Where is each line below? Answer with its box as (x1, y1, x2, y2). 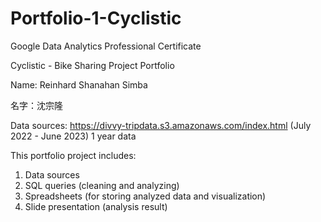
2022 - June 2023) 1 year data (10, 130, 137, 142)
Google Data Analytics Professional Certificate (10, 40, 202, 52)
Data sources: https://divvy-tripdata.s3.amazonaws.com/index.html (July (10, 119, 312, 131)
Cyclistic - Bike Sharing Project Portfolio (10, 59, 175, 71)
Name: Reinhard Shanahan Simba (10, 78, 148, 91)
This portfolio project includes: (10, 149, 137, 161)
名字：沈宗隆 (10, 99, 63, 111)
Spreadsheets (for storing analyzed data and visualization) (24, 190, 267, 202)
